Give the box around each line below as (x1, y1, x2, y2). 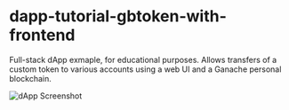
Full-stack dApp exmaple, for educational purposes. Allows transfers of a (9, 54, 277, 65)
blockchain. (9, 73, 52, 83)
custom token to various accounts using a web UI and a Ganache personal (9, 64, 282, 75)
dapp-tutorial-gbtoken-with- (9, 6, 227, 27)
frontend (9, 25, 76, 45)
